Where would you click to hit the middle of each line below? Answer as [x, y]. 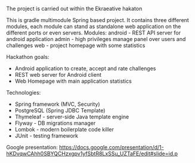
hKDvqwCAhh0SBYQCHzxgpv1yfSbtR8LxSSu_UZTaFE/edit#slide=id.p [92, 153]
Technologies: [24, 93]
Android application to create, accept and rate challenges [85, 68]
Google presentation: [32, 147]
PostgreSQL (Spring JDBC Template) [60, 110]
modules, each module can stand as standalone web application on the [94, 26]
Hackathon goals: [28, 57]
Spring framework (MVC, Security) [57, 104]
